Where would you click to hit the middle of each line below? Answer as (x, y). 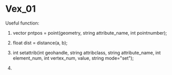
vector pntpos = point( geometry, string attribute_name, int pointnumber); (90, 33)
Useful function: (22, 23)
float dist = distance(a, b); (40, 43)
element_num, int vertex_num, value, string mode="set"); (73, 58)
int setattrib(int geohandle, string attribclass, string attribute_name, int (87, 53)
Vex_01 (21, 9)
